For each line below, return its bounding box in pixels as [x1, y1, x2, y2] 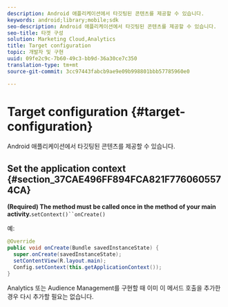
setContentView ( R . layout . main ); [13, 257, 107, 264]
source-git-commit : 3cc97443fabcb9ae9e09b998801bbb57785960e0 [7, 68, 190, 75]
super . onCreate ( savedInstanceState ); [13, 251, 122, 258]
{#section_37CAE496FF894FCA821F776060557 [7, 174, 221, 185]
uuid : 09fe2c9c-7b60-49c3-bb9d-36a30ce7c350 [7, 55, 137, 62]
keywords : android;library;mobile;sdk [7, 17, 119, 24]
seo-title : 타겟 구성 [7, 29, 64, 37]
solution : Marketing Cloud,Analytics [7, 36, 116, 43]
